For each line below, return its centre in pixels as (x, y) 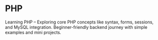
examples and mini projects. (33, 32)
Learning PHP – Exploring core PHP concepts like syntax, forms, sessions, (79, 22)
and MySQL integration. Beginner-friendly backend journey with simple (76, 27)
